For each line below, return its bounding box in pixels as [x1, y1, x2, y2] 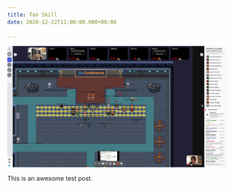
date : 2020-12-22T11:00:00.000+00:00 [7, 18, 117, 26]
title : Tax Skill [7, 11, 58, 18]
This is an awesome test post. [7, 174, 93, 183]
